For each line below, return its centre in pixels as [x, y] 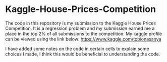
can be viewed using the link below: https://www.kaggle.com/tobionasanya [83, 39]
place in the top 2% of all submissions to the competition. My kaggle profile [84, 33]
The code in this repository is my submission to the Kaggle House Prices [81, 23]
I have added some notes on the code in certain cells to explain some [77, 48]
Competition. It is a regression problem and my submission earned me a [80, 28]
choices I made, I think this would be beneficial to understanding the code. [83, 54]
